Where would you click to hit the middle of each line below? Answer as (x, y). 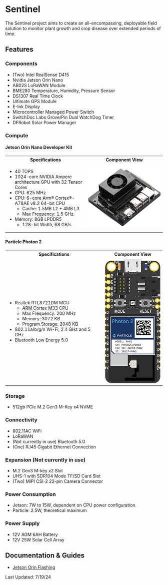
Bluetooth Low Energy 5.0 (41, 340)
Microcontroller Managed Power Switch (53, 112)
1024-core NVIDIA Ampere (43, 177)
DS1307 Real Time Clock (38, 96)
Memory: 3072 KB (41, 319)
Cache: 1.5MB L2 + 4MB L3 (51, 208)
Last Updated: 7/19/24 (28, 577)
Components (21, 64)
